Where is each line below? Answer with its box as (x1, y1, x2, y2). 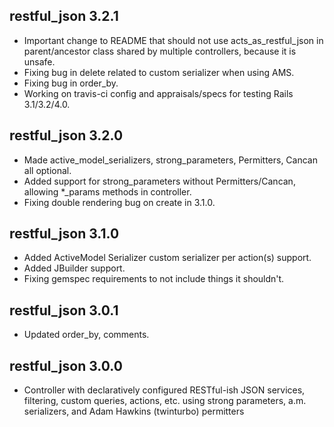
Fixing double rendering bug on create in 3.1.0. (23, 196, 216, 208)
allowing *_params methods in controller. (23, 185, 192, 198)
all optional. (23, 164, 72, 176)
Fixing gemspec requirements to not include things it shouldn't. (23, 273, 285, 285)
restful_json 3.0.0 (9, 357, 123, 374)
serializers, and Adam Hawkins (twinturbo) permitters (23, 405, 245, 418)
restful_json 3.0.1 (9, 302, 119, 319)
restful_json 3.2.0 (9, 127, 124, 144)
